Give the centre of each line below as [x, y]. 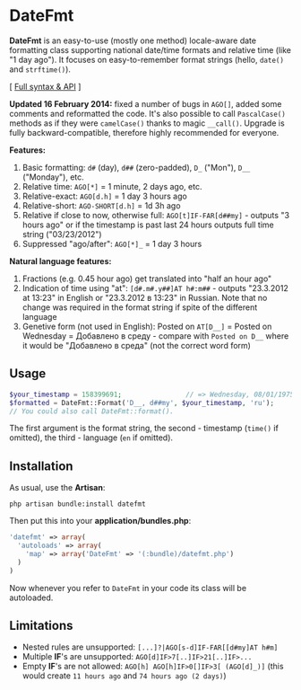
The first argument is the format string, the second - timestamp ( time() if [144, 429]
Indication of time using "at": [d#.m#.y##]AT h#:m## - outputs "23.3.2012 [155, 287]
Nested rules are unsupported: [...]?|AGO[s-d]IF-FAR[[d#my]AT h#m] [150, 647]
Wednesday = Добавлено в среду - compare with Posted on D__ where [155, 336]
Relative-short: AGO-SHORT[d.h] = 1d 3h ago [101, 205]
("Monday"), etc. [53, 177]
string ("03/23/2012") [62, 234]
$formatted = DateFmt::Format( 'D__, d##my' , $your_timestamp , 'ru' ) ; [142, 402]
